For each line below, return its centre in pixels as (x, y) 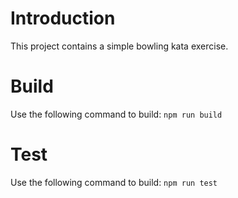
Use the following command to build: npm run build (116, 114)
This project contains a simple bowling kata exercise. (119, 46)
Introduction (63, 18)
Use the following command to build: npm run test (114, 182)
